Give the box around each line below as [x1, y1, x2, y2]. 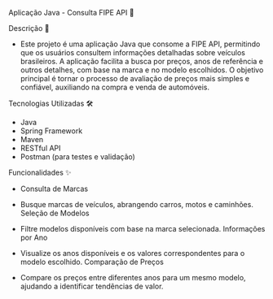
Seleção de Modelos [20, 208, 90, 218]
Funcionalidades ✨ [8, 167, 72, 177]
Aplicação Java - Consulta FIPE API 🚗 [8, 8, 134, 17]
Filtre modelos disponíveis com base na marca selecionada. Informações [20, 224, 266, 233]
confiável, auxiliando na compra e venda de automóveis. [20, 82, 210, 92]
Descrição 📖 [8, 24, 50, 32]
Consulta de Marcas [20, 184, 89, 193]
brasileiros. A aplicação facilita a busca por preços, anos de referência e [20, 57, 263, 66]
